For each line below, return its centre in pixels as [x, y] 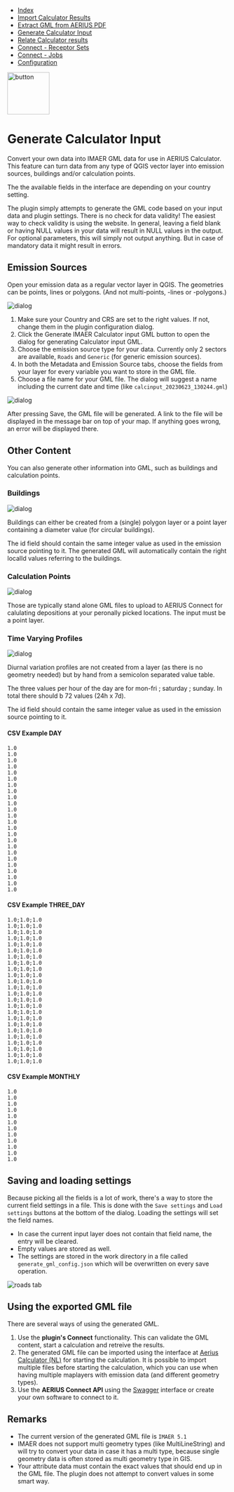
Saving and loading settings [69, 1181]
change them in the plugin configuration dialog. [86, 327]
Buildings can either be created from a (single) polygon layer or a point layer [117, 522]
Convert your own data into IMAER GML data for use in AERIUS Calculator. [115, 158]
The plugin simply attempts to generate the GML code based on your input [115, 208]
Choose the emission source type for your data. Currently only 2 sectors [122, 349]
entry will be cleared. [48, 1241]
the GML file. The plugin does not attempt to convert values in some [116, 1473]
